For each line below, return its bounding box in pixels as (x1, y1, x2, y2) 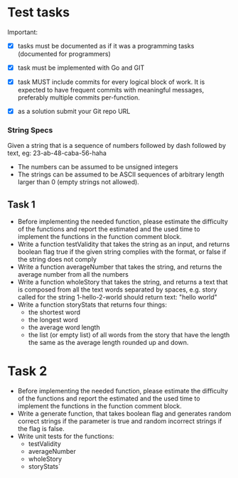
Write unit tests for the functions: (17, 432, 114, 441)
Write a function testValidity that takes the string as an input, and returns (17, 240, 230, 249)
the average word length (28, 323, 101, 331)
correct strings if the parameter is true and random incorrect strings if (17, 417, 222, 425)
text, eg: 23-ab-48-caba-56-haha (7, 149, 107, 157)
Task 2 (7, 363, 48, 379)
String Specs (7, 125, 53, 135)
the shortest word (28, 308, 80, 317)
